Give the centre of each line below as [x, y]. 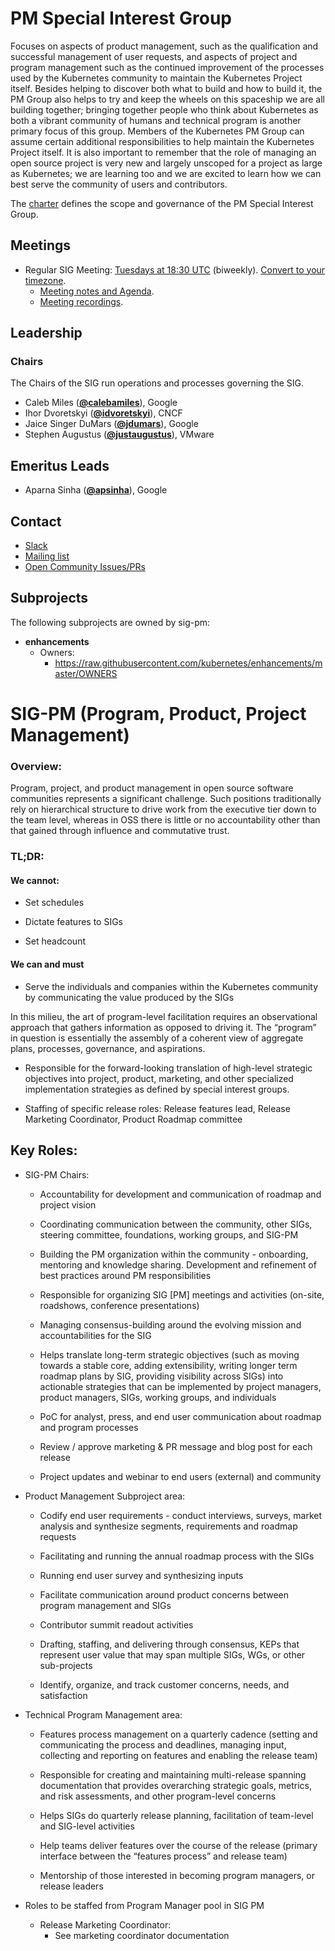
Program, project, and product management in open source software [152, 788]
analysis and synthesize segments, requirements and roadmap [168, 1526]
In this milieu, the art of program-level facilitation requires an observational [164, 1016]
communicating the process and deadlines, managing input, [163, 1744]
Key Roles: [44, 1150]
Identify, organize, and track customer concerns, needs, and [164, 1684]
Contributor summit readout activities [116, 1624]
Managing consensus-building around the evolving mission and [170, 1324]
